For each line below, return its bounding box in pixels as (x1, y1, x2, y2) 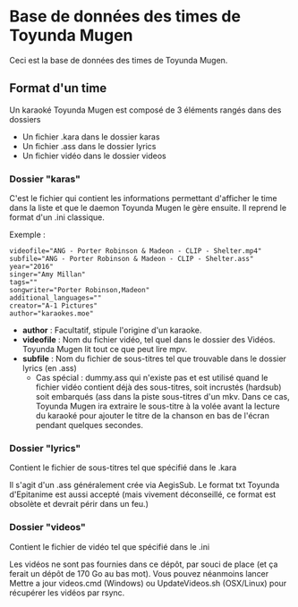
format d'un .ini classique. (9, 212, 106, 223)
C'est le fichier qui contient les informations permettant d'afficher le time (9, 193, 277, 204)
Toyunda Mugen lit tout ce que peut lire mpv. (21, 344, 188, 355)
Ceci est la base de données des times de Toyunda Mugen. (9, 55, 228, 65)
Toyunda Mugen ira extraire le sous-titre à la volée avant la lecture (35, 400, 280, 412)
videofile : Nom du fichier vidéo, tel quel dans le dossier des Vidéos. (21, 334, 276, 345)
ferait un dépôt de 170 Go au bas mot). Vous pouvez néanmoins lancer (9, 568, 269, 578)
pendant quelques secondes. (35, 420, 143, 431)
